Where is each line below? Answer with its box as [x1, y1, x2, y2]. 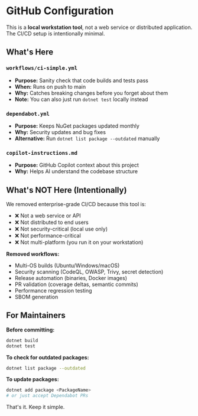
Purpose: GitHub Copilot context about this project [14, 161, 139, 169]
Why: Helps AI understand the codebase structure [14, 168, 138, 175]
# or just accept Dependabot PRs [6, 393, 89, 399]
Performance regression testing [14, 287, 93, 294]
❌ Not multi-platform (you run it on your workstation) [14, 239, 144, 246]
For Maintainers [6, 310, 66, 320]
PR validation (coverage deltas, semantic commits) [14, 281, 139, 288]
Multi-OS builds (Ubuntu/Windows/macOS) [14, 262, 120, 269]
